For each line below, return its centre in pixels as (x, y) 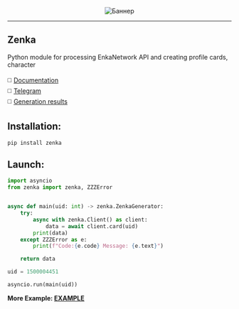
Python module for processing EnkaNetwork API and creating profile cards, (118, 57)
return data (38, 259)
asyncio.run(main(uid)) (43, 285)
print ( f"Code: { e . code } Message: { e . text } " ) (98, 246)
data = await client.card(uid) (92, 226)
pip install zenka (34, 143)
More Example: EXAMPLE (46, 298)
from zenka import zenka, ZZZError (60, 188)
